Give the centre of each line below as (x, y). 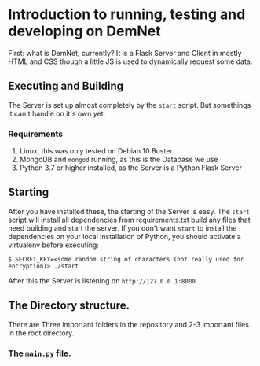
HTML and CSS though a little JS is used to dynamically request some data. (130, 61)
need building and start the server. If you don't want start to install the (123, 228)
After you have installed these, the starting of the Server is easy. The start (129, 211)
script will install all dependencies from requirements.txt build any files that (129, 220)
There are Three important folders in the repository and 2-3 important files (129, 324)
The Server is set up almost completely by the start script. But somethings (130, 105)
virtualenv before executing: (54, 245)
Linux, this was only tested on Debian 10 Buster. (97, 151)
